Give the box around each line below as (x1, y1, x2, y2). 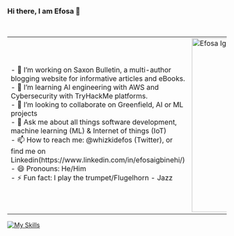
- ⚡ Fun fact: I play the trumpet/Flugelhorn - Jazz (10, 173, 173, 183)
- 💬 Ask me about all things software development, (10, 118, 178, 127)
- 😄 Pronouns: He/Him (10, 164, 86, 173)
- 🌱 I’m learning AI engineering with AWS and (10, 83, 159, 93)
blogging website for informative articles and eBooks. (10, 74, 186, 84)
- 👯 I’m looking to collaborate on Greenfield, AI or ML (10, 100, 184, 110)
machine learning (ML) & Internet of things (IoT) (10, 126, 167, 136)
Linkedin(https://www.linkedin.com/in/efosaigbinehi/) (10, 155, 186, 165)
